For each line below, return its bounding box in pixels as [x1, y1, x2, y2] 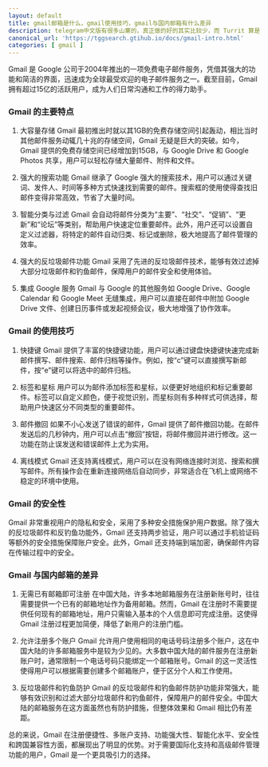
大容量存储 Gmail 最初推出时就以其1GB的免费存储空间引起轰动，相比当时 [19, 125, 258, 136]
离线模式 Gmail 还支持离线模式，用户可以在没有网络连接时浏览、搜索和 [19, 456, 253, 466]
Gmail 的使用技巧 [8, 325, 74, 336]
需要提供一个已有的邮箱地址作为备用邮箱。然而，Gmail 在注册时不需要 [19, 599, 251, 609]
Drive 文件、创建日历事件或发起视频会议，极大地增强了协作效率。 [19, 304, 235, 313]
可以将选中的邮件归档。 [57, 365, 136, 375]
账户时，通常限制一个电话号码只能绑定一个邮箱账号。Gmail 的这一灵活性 [19, 656, 258, 666]
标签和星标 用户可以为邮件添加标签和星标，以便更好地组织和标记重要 [19, 382, 246, 391]
